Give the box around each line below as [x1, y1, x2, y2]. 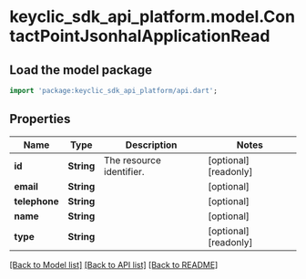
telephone [14, 194, 59, 207]
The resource [103, 153, 162, 166]
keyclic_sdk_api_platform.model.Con [9, 6, 296, 27]
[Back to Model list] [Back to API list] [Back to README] [9, 259, 219, 270]
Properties [9, 111, 71, 127]
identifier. [103, 165, 145, 178]
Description [125, 139, 178, 151]
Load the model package [9, 62, 153, 77]
